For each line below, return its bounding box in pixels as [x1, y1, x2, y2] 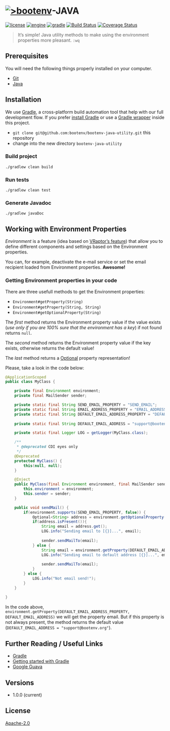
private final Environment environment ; [14, 389, 101, 394]
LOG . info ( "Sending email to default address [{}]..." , [41, 552, 159, 557]
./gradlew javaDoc [5, 211, 44, 216]
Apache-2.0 [5, 720, 30, 726]
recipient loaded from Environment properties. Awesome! [5, 264, 125, 270]
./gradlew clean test [5, 188, 51, 193]
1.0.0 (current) [12, 691, 42, 698]
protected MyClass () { [14, 458, 62, 463]
